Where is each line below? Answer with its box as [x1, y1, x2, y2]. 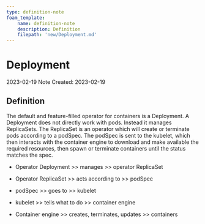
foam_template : [6, 15, 45, 21]
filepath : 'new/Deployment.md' [17, 32, 97, 38]
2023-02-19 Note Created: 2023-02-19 [6, 78, 106, 86]
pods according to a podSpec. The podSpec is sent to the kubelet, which [6, 132, 191, 139]
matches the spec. [6, 151, 53, 159]
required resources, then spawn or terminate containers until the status [6, 144, 186, 152]
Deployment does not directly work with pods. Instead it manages [6, 119, 173, 126]
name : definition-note [17, 20, 75, 26]
